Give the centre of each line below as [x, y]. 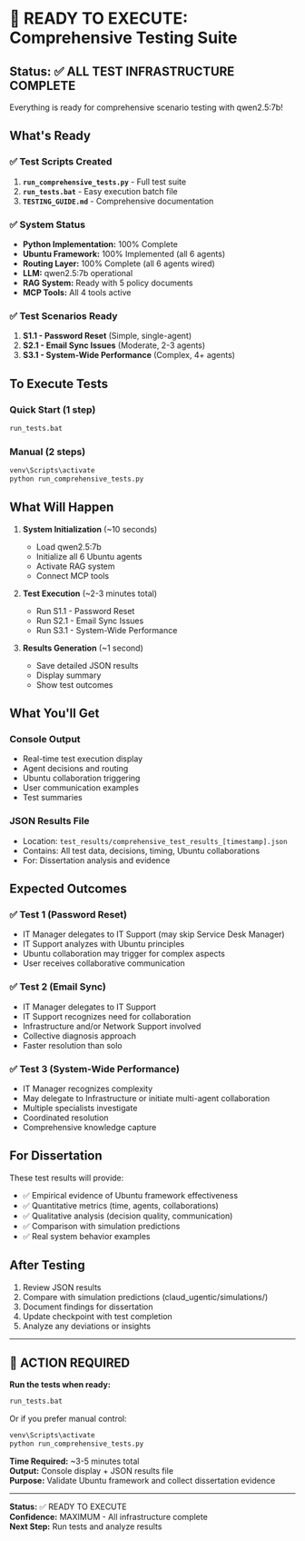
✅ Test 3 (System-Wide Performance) [94, 1069]
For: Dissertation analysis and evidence [96, 860]
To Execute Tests [59, 384]
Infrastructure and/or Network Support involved [112, 1026]
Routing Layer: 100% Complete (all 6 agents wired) [118, 263]
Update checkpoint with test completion [97, 1316]
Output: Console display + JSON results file [92, 1471]
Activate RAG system [75, 566]
